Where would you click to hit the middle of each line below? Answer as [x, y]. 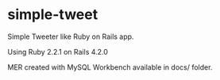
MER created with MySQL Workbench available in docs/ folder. [110, 67]
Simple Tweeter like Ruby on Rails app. [71, 36]
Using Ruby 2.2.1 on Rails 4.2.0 [58, 51]
